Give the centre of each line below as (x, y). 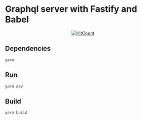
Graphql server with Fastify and (71, 9)
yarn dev (14, 86)
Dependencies (28, 48)
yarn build (16, 113)
